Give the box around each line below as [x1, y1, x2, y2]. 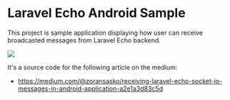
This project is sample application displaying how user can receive [7, 28, 204, 37]
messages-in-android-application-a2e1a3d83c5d [17, 84, 163, 93]
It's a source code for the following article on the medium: [7, 62, 178, 72]
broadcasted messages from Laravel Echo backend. [7, 35, 161, 44]
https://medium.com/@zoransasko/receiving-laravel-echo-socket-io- [17, 77, 223, 85]
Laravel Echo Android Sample [7, 5, 186, 21]
